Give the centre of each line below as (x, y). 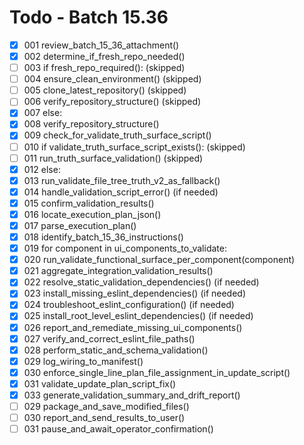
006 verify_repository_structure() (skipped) (112, 102)
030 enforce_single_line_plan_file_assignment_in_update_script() (157, 372)
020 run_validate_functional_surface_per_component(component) (159, 260)
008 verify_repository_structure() (91, 124)
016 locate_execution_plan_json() (92, 214)
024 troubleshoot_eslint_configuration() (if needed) (129, 305)
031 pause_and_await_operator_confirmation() (118, 429)
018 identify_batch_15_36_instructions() (103, 237)
